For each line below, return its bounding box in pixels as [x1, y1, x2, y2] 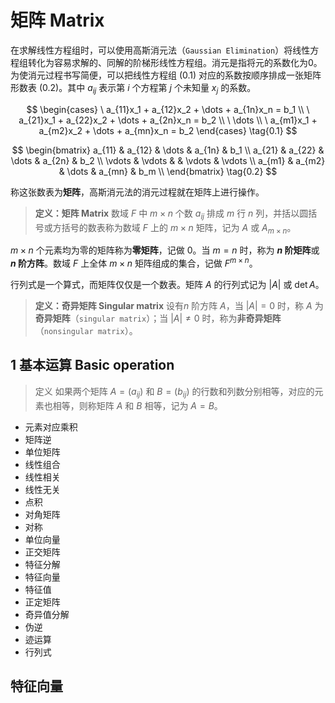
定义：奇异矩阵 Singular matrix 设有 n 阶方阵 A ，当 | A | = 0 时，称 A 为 [34, 299, 324, 311]
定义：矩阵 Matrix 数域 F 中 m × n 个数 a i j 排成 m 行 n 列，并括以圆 [34, 207, 309, 221]
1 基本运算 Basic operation [10, 357, 175, 374]
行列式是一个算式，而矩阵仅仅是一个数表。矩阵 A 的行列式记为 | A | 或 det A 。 [10, 278, 325, 290]
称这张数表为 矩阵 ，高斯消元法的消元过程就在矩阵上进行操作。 [10, 186, 265, 198]
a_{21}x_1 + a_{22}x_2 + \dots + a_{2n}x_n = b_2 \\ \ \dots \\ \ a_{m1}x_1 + [18, 114, 318, 126]
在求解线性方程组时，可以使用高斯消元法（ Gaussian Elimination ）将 [10, 44, 293, 56]
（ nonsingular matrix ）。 [34, 324, 138, 336]
